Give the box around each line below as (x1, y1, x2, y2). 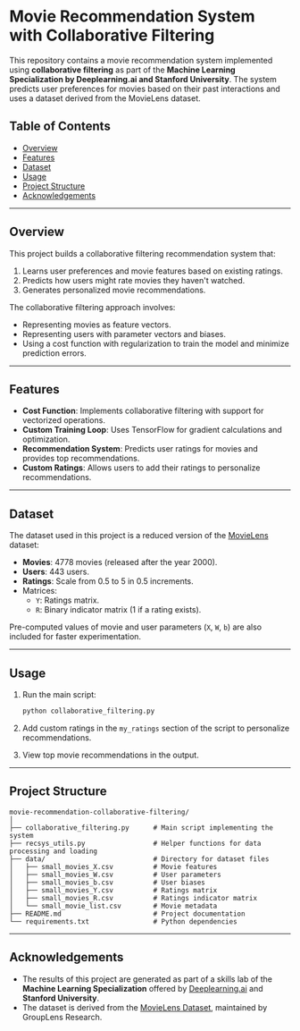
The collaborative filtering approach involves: (9, 301, 176, 312)
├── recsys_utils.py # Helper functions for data (9, 839, 262, 848)
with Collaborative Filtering (9, 25, 215, 46)
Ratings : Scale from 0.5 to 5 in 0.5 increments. (21, 576, 194, 587)
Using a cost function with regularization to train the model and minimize (21, 338, 290, 349)
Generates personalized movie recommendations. (21, 284, 206, 295)
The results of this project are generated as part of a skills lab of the (21, 973, 272, 985)
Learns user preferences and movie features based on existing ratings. (21, 266, 284, 276)
